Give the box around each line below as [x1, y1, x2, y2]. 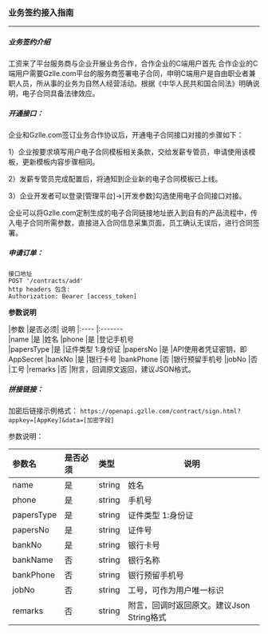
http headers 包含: [8, 285, 71, 293]
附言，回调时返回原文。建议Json [127, 600, 250, 611]
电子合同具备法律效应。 [22, 89, 100, 98]
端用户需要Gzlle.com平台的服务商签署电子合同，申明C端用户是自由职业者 [8, 69, 250, 78]
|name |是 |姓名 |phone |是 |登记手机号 [8, 334, 134, 345]
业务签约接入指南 [8, 6, 74, 18]
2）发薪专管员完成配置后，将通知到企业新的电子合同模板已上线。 [8, 174, 223, 184]
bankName [12, 554, 53, 565]
